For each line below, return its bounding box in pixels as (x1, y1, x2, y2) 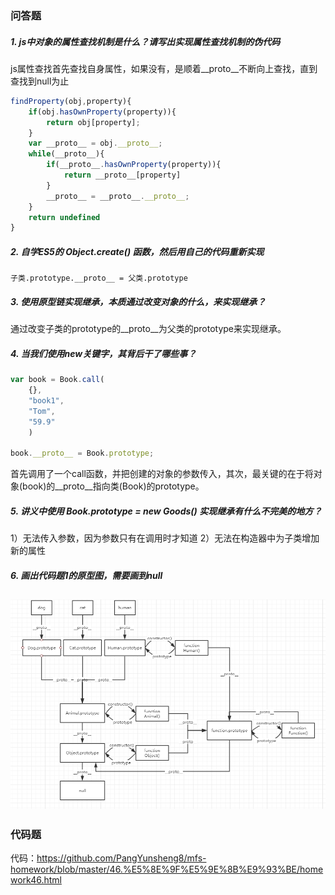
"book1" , (28, 395, 65, 406)
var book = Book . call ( (10, 375, 105, 385)
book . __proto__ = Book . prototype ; (10, 448, 155, 459)
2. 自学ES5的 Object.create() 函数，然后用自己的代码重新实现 (10, 245, 265, 257)
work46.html (10, 874, 62, 886)
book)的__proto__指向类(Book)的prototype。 (22, 480, 205, 492)
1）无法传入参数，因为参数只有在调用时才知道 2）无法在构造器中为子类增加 (10, 532, 320, 544)
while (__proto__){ (28, 149, 105, 159)
